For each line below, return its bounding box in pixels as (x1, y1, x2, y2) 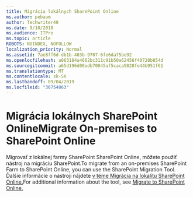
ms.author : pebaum (6, 14, 51, 20)
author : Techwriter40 (6, 19, 59, 25)
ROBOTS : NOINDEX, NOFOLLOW (6, 41, 72, 47)
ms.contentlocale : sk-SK (6, 73, 67, 79)
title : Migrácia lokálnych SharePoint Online (6, 8, 119, 15)
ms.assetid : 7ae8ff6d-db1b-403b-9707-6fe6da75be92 (6, 52, 132, 58)
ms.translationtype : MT (6, 68, 64, 74)
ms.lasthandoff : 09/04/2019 (6, 79, 75, 85)
